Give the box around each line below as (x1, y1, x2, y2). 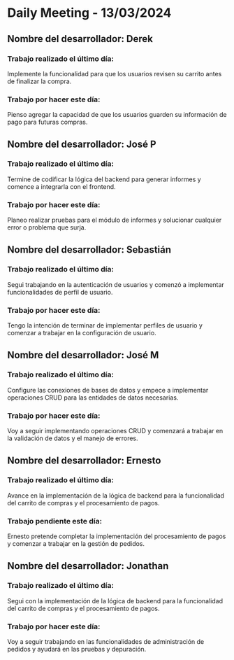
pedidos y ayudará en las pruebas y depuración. (7, 645, 147, 654)
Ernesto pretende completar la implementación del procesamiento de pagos (7, 532, 226, 540)
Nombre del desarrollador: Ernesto (7, 454, 161, 466)
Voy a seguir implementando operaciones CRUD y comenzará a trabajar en (7, 427, 224, 435)
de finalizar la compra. (7, 77, 72, 85)
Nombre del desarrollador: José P (7, 138, 156, 150)
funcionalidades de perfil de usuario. (7, 288, 113, 296)
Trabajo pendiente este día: (7, 516, 103, 526)
